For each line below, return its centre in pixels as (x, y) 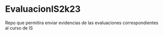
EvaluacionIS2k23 (43, 9)
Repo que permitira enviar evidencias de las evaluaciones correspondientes (82, 23)
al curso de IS (19, 28)
